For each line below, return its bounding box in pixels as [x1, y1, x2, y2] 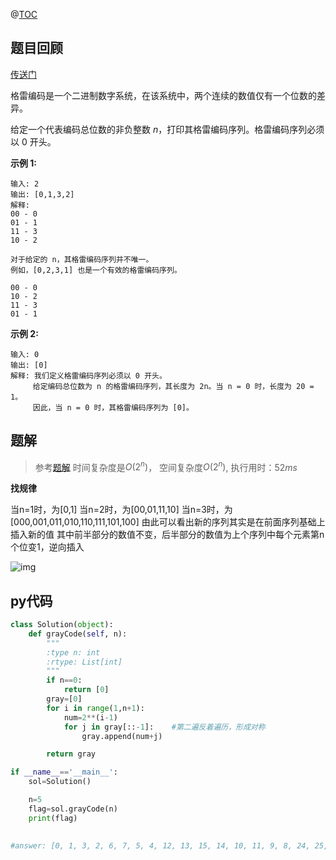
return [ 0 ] [63, 685, 110, 695]
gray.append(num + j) [81, 731, 163, 741]
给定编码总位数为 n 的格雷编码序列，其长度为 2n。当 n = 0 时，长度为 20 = [32, 381, 315, 391]
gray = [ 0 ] [46, 694, 83, 704]
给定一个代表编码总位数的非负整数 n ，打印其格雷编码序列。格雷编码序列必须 [10, 123, 325, 135]
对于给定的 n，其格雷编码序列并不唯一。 [10, 254, 154, 264]
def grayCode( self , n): [28, 629, 128, 639]
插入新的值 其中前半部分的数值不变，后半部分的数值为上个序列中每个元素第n [10, 529, 325, 541]
